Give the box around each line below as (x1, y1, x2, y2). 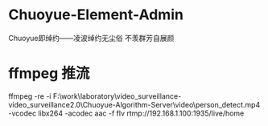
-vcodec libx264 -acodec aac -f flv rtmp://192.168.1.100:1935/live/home (8, 108, 245, 118)
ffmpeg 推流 (8, 64, 90, 83)
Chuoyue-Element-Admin (8, 6, 183, 24)
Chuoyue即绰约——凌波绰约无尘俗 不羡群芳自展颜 (8, 33, 175, 43)
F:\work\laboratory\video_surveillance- (52, 91, 182, 101)
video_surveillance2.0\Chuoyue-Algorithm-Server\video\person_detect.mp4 (8, 100, 261, 109)
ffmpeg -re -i (8, 91, 52, 101)
